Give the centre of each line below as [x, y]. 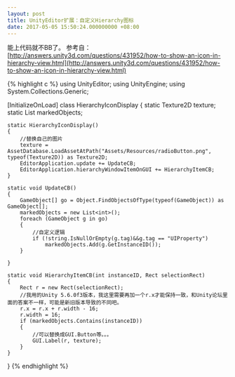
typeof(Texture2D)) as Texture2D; [58, 158]
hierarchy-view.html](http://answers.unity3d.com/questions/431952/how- [114, 63]
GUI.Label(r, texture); [67, 341]
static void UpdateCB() [42, 188]
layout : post [26, 14]
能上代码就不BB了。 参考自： [49, 48]
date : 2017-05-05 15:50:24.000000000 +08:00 [73, 27]
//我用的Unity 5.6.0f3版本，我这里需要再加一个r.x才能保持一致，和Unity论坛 [121, 296]
